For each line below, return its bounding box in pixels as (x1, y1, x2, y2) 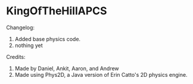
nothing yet (14, 42, 43, 49)
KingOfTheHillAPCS (6, 4, 107, 18)
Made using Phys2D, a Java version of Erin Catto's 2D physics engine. (14, 71, 188, 78)
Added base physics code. (14, 35, 81, 42)
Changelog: (6, 24, 35, 31)
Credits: (6, 53, 26, 60)
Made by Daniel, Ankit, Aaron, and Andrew (14, 64, 119, 72)
